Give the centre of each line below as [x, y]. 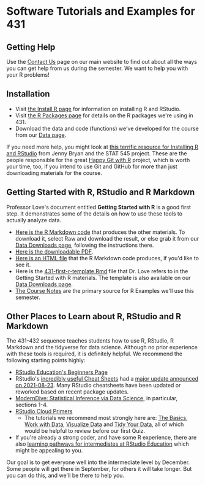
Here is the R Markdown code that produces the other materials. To [100, 232]
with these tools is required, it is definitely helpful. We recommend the [94, 354]
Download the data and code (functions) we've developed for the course [107, 128]
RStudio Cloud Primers [44, 411]
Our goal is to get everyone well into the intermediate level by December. [98, 462]
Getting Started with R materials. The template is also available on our [103, 277]
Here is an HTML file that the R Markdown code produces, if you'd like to [107, 258]
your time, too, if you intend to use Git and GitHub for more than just [92, 166]
